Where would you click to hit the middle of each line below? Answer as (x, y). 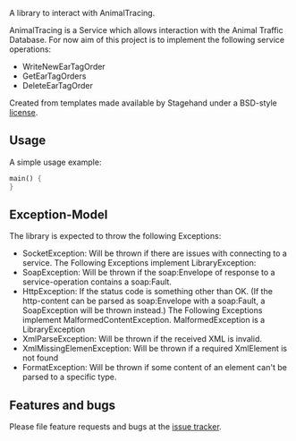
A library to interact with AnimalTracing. (82, 13)
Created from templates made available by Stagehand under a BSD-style (143, 103)
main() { (25, 178)
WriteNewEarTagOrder (63, 67)
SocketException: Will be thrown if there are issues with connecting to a (155, 253)
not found (40, 358)
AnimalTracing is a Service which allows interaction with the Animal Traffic (146, 30)
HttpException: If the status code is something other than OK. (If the (147, 292)
